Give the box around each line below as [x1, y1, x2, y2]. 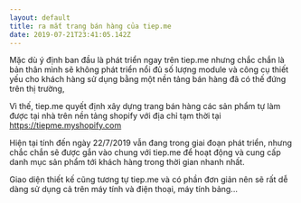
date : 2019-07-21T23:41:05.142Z [9, 30, 131, 39]
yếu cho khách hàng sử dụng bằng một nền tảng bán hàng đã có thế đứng [9, 74, 287, 85]
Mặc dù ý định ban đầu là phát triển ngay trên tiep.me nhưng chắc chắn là [9, 55, 285, 66]
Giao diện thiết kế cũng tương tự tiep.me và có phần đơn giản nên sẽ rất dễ [9, 174, 288, 185]
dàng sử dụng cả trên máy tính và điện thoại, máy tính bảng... [9, 184, 238, 195]
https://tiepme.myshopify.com [9, 120, 122, 131]
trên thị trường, [9, 83, 65, 95]
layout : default [9, 13, 71, 23]
